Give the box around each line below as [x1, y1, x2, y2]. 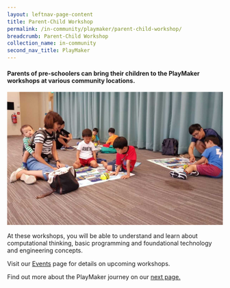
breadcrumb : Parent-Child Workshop [7, 33, 109, 40]
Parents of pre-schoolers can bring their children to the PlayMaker [7, 69, 200, 77]
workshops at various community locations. [7, 76, 136, 85]
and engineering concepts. [7, 246, 84, 254]
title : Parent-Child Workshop [7, 18, 94, 25]
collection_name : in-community [7, 40, 97, 47]
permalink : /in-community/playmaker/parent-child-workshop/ [7, 25, 183, 32]
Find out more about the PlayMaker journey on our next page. [7, 273, 181, 281]
